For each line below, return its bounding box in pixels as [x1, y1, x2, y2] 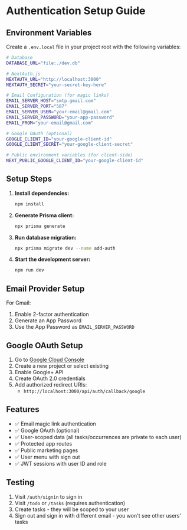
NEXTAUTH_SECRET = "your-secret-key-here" [6, 81, 107, 88]
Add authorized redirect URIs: [14, 381, 87, 388]
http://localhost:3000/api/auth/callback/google [23, 388, 146, 394]
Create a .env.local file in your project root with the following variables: [6, 43, 181, 50]
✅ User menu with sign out [14, 453, 81, 460]
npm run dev [14, 267, 44, 273]
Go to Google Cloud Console [14, 356, 84, 363]
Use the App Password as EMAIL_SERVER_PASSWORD [14, 323, 134, 331]
